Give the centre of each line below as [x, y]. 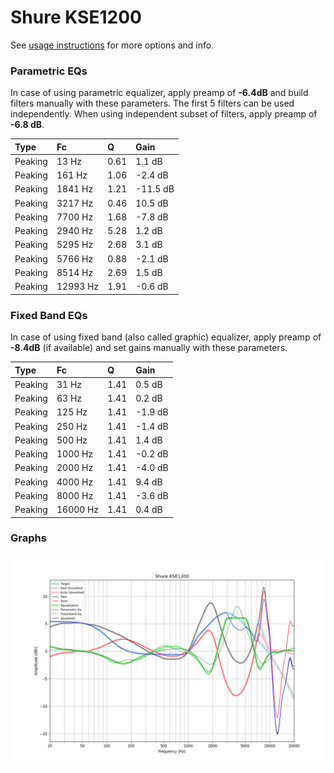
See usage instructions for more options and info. [112, 45]
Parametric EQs [49, 71]
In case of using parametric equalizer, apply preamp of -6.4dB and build [159, 93]
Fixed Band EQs [49, 315]
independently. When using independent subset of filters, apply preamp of [164, 114]
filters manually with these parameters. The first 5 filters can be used [152, 103]
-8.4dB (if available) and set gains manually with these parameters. [149, 348]
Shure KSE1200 [76, 17]
